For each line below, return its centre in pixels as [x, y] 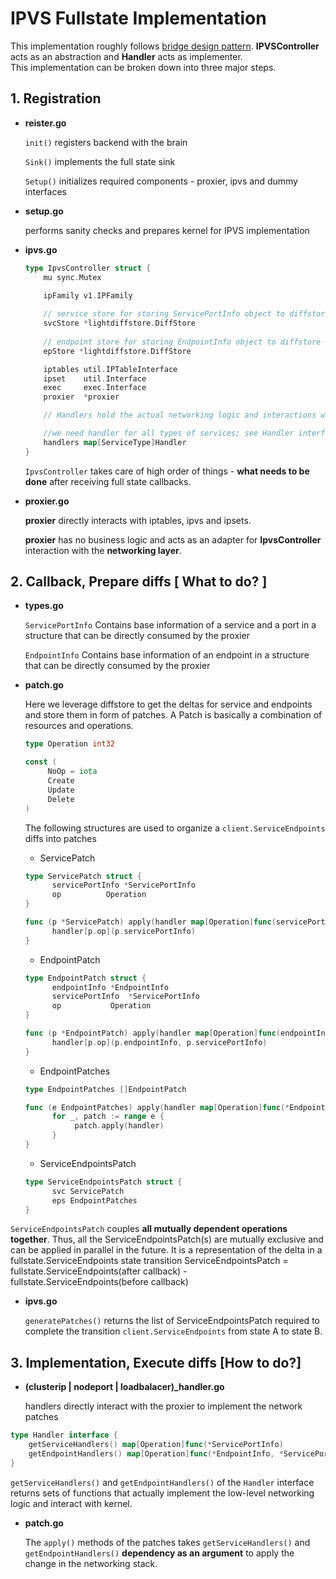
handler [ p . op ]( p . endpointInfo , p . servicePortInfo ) [159, 1042]
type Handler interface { [64, 1435]
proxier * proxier [81, 397]
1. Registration [56, 98]
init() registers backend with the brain [106, 142]
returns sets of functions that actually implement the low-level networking [162, 1493]
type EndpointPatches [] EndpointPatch [105, 1089]
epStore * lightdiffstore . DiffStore [117, 351]
